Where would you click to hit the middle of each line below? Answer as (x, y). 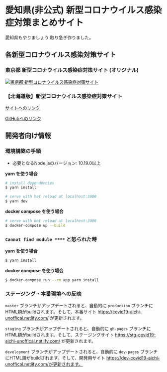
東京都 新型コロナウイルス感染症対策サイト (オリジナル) (72, 70)
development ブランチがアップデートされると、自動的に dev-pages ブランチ (82, 352)
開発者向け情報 (28, 136)
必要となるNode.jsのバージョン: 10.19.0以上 (56, 163)
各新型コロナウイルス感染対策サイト (61, 55)
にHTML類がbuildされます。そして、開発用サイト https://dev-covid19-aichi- (83, 358)
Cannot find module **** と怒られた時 (51, 239)
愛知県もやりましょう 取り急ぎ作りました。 (49, 37)
